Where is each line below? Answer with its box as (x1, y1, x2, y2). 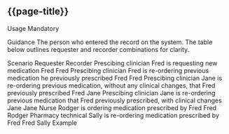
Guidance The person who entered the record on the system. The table (7, 38, 213, 46)
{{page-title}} (7, 6, 69, 18)
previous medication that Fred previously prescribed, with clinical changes (7, 96, 222, 105)
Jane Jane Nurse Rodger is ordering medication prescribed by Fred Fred (7, 103, 217, 112)
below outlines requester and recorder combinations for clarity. (7, 45, 190, 53)
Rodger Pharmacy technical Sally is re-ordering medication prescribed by (7, 111, 219, 119)
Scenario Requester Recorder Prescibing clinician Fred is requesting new (7, 59, 218, 67)
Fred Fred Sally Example (7, 119, 77, 127)
